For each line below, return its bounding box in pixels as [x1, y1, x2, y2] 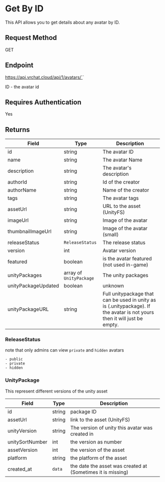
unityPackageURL [7, 306, 49, 313]
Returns [5, 125, 30, 134]
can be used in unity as [102, 297, 156, 304]
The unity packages [102, 272, 149, 279]
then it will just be [102, 315, 143, 322]
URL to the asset [102, 203, 141, 210]
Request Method [5, 34, 57, 42]
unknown [102, 282, 124, 289]
